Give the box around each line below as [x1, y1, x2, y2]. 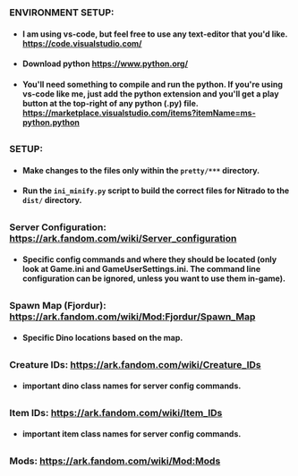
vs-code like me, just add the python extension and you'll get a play [21, 88, 279, 99]
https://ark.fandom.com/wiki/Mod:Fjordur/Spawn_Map [9, 310, 256, 323]
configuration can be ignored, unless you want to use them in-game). [21, 273, 286, 284]
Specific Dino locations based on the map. [21, 333, 183, 344]
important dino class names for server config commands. [21, 380, 242, 391]
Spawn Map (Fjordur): [9, 299, 106, 311]
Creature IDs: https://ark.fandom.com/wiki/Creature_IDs [9, 358, 261, 370]
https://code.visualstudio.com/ [21, 38, 142, 48]
